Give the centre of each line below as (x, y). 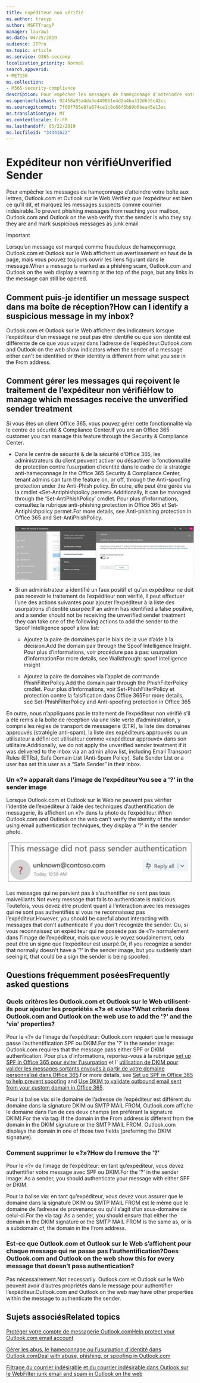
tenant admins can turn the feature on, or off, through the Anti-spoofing (102, 479)
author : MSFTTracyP (30, 25)
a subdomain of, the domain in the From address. (66, 1228)
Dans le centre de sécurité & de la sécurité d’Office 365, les (87, 454)
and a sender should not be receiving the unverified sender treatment (100, 615)
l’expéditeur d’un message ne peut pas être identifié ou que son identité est (99, 337)
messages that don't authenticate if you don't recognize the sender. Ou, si (97, 925)
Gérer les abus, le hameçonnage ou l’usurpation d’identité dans (84, 1349)
